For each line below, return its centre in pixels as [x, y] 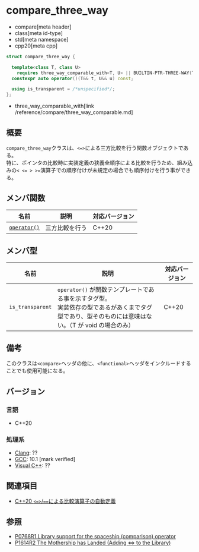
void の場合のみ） [110, 325]
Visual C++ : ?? [32, 466]
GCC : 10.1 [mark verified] [45, 459]
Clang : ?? [26, 453]
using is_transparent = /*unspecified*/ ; [63, 89]
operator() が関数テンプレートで [103, 289]
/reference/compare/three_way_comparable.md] [74, 112]
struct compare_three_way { [41, 56]
